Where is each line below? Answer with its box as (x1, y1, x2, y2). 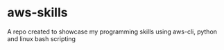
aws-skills (7, 5, 68, 21)
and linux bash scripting (7, 34, 76, 42)
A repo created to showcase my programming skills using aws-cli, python (7, 27, 217, 36)
